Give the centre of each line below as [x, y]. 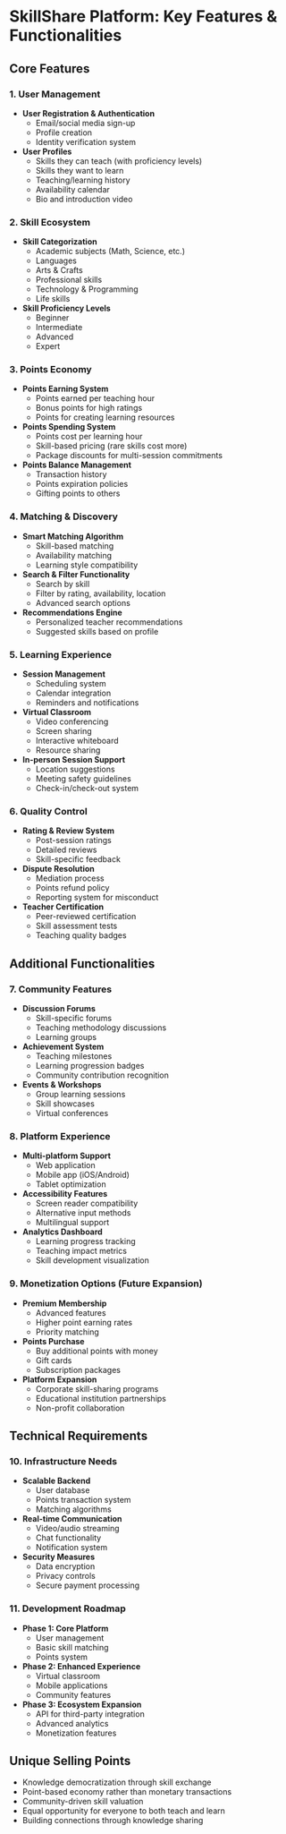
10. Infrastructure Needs [63, 1461]
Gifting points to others [78, 493]
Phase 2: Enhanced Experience [81, 1666]
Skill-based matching [75, 546]
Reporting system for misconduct [97, 898]
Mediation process [70, 878]
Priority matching [67, 1332]
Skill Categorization [59, 242]
